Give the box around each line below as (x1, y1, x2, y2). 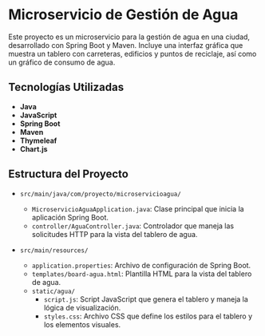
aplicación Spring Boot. (31, 212, 109, 222)
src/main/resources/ (19, 246, 89, 255)
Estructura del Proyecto (8, 168, 129, 181)
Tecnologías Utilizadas (8, 81, 125, 94)
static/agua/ (31, 287, 76, 295)
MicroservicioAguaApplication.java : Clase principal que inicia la (31, 204, 245, 213)
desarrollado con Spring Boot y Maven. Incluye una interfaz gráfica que (8, 40, 243, 49)
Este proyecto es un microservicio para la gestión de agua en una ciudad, (8, 32, 250, 42)
